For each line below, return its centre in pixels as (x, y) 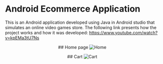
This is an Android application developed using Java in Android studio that (80, 22)
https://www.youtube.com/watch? (123, 32)
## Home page (73, 47)
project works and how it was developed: (47, 32)
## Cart (75, 56)
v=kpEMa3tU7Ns (22, 38)
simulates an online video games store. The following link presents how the (81, 27)
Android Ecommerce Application (73, 9)
